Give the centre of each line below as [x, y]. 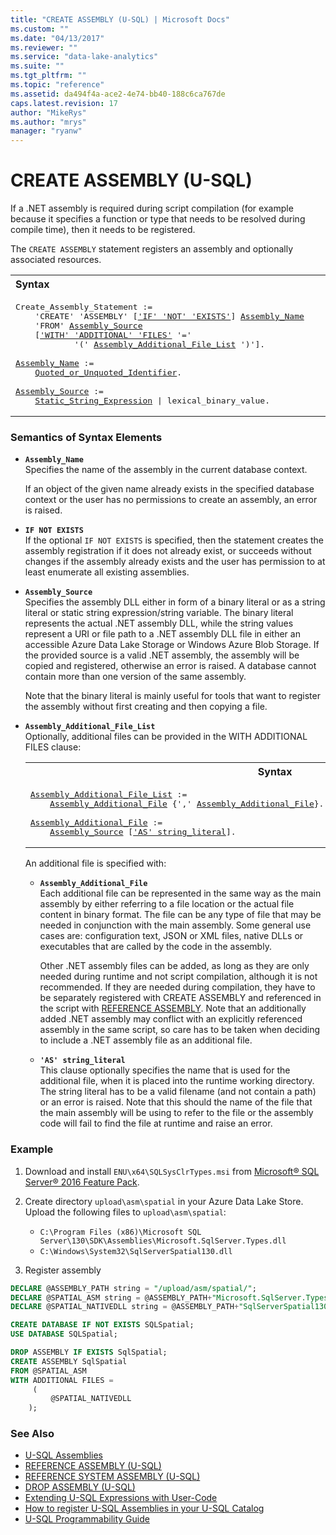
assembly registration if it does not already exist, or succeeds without [168, 551]
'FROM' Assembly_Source [88, 326]
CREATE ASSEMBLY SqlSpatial [69, 1361]
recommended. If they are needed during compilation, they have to [177, 987]
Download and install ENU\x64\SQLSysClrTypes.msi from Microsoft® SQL [172, 1171]
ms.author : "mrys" [48, 122]
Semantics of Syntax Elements [86, 437]
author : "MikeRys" [48, 112]
